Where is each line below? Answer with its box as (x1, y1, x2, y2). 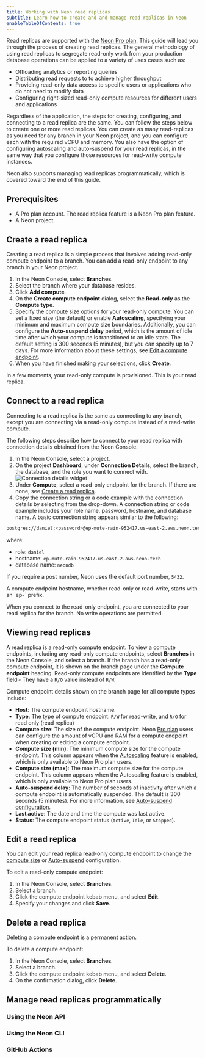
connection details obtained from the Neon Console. (6, 443, 138, 451)
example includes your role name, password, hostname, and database (15, 507, 192, 514)
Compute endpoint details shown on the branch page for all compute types (6, 687, 195, 695)
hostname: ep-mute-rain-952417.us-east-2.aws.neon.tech (15, 554, 161, 562)
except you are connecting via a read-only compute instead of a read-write (6, 418, 196, 426)
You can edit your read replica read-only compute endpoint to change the (6, 850, 192, 858)
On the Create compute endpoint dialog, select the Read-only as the (15, 295, 190, 302)
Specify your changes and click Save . (15, 900, 111, 907)
